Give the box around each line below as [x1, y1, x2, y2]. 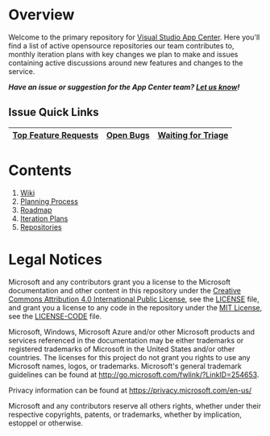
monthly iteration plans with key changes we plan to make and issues [8, 49, 239, 59]
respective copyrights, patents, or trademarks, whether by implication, [8, 409, 242, 419]
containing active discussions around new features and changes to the [8, 58, 243, 68]
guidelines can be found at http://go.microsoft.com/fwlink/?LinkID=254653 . [8, 369, 260, 380]
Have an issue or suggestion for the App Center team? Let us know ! [8, 82, 240, 92]
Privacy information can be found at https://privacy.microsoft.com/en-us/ [8, 385, 252, 395]
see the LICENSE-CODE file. [8, 311, 102, 321]
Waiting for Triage [157, 129, 229, 140]
